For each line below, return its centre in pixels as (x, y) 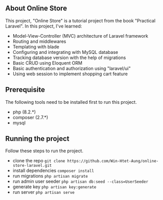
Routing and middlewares (39, 41)
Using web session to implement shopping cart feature (70, 74)
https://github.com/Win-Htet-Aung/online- (113, 161)
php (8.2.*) (24, 112)
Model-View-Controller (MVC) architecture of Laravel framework (80, 36)
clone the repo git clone (39, 161)
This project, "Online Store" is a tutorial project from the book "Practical (80, 20)
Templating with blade (36, 47)
